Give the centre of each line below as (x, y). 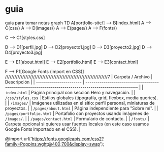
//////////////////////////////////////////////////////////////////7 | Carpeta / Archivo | (79, 76)
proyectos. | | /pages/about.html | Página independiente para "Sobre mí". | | (82, 108)
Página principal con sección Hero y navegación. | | (83, 92)
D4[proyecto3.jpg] (24, 52)
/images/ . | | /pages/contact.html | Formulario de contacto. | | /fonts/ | (77, 118)
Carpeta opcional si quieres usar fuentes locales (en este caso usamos (77, 124)
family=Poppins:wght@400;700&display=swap (53, 144)
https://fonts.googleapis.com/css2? (68, 139)
